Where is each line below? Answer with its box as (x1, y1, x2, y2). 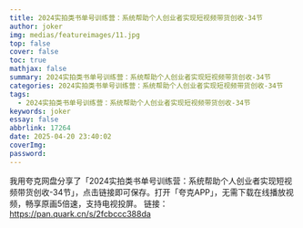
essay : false (9, 115, 59, 124)
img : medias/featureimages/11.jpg (9, 30, 141, 39)
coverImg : (9, 140, 47, 150)
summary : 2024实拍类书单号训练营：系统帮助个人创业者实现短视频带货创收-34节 (9, 73, 271, 82)
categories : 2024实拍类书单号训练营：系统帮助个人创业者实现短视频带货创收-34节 (9, 81, 284, 90)
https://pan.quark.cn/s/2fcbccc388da (9, 208, 152, 219)
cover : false (9, 47, 59, 57)
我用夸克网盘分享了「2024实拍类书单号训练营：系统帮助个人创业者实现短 (9, 175, 285, 186)
